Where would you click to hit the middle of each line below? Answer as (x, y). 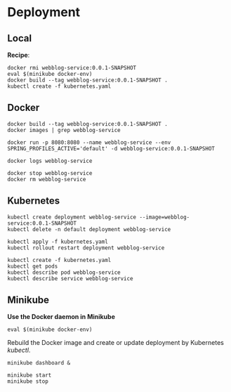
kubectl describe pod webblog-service (64, 272)
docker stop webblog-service (50, 173)
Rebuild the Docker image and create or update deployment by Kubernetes (116, 343)
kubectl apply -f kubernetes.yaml (58, 242)
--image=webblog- (165, 217)
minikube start (29, 375)
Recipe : (19, 55)
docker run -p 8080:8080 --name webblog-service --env (89, 142)
